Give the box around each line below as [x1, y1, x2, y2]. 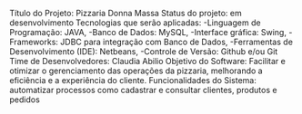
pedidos [9, 94, 41, 105]
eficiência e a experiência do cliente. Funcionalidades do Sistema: [9, 75, 257, 85]
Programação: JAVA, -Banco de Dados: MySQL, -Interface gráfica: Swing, [9, 27, 287, 37]
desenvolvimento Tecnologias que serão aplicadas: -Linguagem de [9, 17, 261, 28]
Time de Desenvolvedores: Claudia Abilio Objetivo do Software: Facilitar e [9, 56, 287, 66]
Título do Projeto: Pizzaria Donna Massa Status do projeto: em [9, 8, 243, 18]
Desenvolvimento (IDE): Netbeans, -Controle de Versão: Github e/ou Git [9, 46, 278, 57]
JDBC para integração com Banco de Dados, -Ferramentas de [60, 36, 294, 47]
